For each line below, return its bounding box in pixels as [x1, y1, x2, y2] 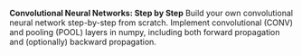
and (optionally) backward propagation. [9, 36, 156, 47]
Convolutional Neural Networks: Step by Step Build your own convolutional [9, 8, 294, 18]
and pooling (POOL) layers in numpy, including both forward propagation [9, 27, 280, 37]
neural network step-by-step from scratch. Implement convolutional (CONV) [9, 17, 294, 28]
